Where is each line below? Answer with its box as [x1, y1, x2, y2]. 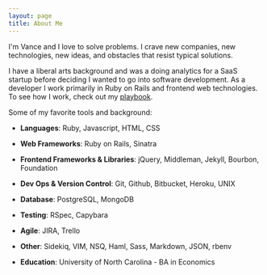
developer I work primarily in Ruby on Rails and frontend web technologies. [8, 82, 258, 93]
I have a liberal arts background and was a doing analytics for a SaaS [8, 66, 238, 75]
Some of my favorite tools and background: [8, 107, 152, 117]
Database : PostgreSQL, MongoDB [19, 194, 135, 204]
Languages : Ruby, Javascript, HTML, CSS [19, 123, 161, 133]
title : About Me [8, 19, 63, 27]
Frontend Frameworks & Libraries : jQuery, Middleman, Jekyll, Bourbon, [19, 154, 260, 164]
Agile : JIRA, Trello [19, 226, 81, 235]
